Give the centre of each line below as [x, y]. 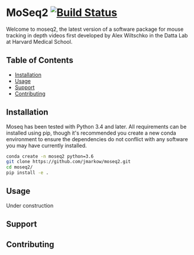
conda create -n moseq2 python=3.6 [50, 156]
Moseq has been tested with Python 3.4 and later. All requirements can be [96, 126]
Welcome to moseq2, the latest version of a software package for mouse [95, 29]
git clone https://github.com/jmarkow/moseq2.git [69, 162]
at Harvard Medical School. [39, 42]
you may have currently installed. [46, 145]
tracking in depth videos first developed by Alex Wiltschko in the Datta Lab [97, 35]
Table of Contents [40, 60]
